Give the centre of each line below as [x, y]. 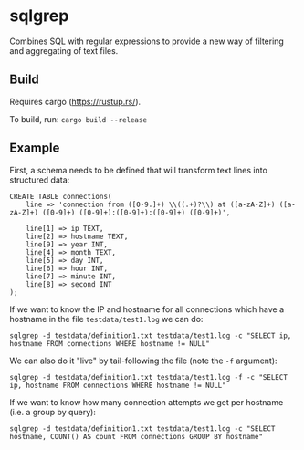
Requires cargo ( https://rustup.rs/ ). [75, 101]
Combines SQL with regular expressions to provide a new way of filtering [147, 41]
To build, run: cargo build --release [79, 119]
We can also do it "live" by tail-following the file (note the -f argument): [143, 361]
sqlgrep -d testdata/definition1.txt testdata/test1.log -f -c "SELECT [148, 377]
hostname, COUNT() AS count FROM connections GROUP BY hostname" [136, 436]
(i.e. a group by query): [52, 412]
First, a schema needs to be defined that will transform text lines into [138, 170]
